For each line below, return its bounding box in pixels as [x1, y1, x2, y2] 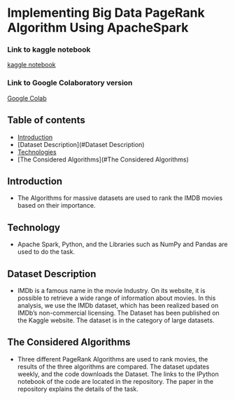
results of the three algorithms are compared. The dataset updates [17, 362, 210, 371]
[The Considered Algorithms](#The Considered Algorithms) [17, 155, 189, 164]
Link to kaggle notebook [7, 45, 91, 55]
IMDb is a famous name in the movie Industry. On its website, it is [17, 287, 206, 295]
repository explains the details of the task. [17, 385, 138, 393]
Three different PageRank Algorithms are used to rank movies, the [17, 355, 208, 363]
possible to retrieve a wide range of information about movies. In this [17, 294, 216, 302]
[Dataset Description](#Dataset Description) [17, 140, 145, 148]
